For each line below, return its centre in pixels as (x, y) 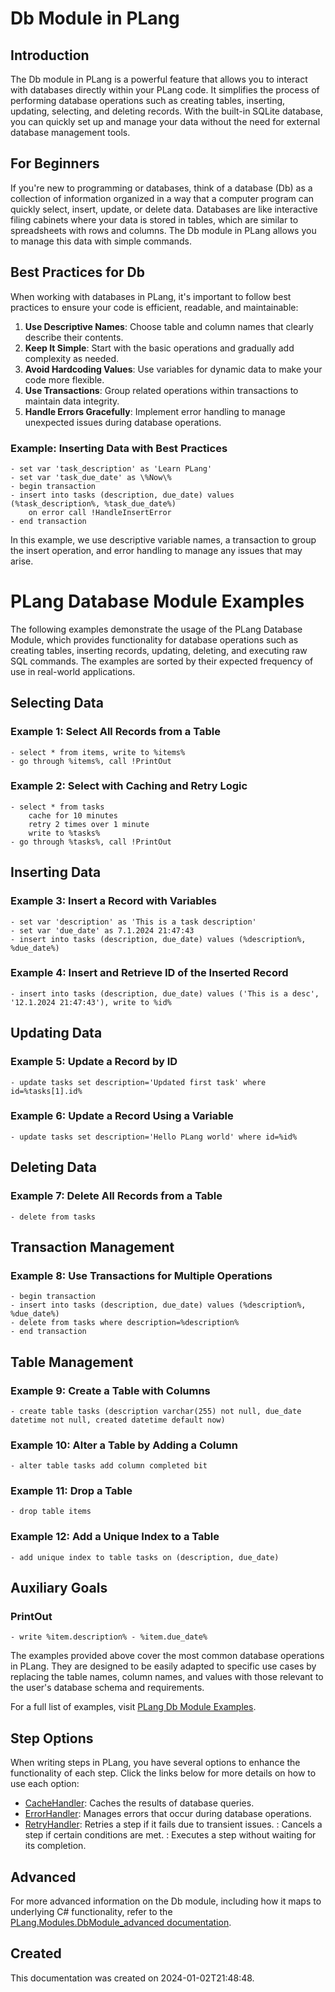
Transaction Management (92, 1247)
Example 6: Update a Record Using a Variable (122, 1116)
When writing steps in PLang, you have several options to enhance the (155, 1763)
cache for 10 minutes (73, 815)
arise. (22, 561)
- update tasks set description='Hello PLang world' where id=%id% (154, 1137)
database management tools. (70, 132)
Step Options (52, 1738)
